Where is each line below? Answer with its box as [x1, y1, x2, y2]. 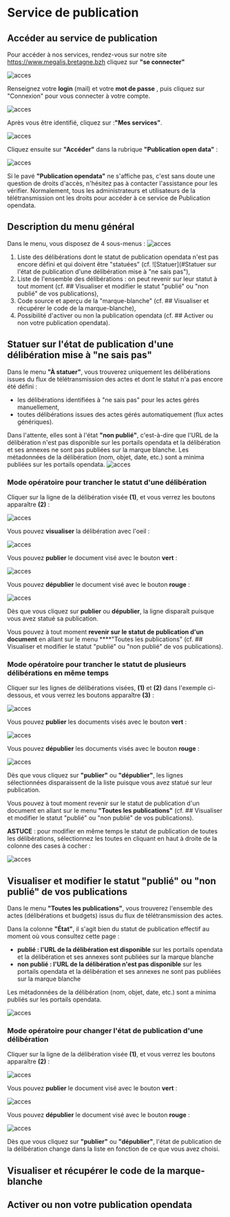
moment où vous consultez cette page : [7, 932, 120, 941]
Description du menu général [7, 221, 135, 233]
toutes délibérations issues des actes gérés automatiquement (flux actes [17, 410, 224, 418]
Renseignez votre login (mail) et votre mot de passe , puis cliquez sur [7, 85, 205, 92]
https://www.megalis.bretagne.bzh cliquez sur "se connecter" [7, 58, 185, 66]
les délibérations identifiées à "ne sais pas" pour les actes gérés [17, 395, 200, 404]
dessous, [7, 691, 33, 700]
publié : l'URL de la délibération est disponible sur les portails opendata [17, 946, 223, 954]
